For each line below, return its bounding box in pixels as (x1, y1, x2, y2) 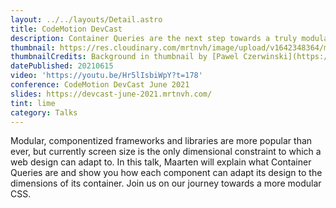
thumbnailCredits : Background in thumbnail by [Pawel (10, 52, 240, 62)
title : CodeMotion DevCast (10, 24, 123, 34)
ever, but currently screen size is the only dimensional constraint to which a (10, 146, 322, 158)
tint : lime (10, 98, 56, 108)
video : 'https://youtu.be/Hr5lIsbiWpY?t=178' (10, 71, 203, 81)
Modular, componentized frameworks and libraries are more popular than (10, 135, 313, 147)
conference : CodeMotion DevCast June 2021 (10, 80, 190, 90)
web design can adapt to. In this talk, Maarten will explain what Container (10, 156, 312, 168)
